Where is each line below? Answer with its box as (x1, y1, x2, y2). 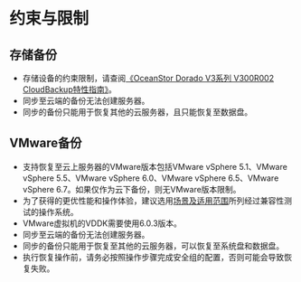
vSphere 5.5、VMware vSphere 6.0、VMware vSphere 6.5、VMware (22, 173, 279, 183)
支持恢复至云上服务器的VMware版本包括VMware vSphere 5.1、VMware (22, 161, 287, 172)
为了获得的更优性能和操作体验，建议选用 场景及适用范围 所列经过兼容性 (22, 195, 285, 206)
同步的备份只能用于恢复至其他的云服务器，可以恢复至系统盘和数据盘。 (22, 240, 285, 251)
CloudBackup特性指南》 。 (22, 84, 118, 95)
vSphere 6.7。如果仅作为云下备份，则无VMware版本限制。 (22, 183, 241, 194)
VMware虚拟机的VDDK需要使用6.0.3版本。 (22, 218, 183, 229)
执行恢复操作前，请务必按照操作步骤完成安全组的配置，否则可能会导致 (22, 251, 285, 262)
